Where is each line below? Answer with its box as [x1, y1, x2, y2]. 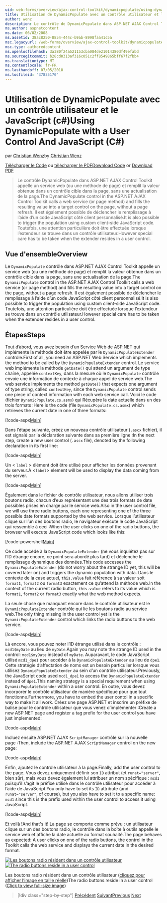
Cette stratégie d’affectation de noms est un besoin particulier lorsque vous [5, 662, 160, 669]
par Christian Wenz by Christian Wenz [5, 153, 82, 159]
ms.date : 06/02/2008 [5, 30, 48, 35]
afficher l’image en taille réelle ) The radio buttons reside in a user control [5, 878, 153, 884]
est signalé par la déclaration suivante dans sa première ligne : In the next [5, 432, 155, 438]
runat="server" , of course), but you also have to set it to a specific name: [5, 791, 156, 797]
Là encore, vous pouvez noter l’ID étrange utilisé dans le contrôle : [5, 641, 141, 647]
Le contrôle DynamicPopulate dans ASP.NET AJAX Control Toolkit [17, 177, 153, 183]
